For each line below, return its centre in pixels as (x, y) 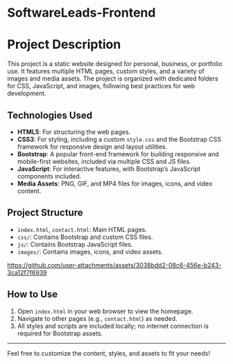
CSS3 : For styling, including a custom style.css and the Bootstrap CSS (119, 139)
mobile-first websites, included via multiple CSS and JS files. (104, 161)
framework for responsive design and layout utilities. (92, 147)
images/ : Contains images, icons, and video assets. (90, 251)
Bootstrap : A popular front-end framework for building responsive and (118, 154)
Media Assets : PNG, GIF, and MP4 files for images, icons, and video (115, 183)
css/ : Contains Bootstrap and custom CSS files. (85, 237)
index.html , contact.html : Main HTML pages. (82, 229)
